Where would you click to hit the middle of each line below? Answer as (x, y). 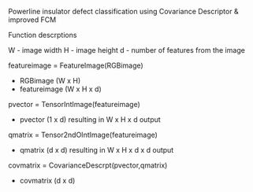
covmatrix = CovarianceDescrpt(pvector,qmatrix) (88, 165)
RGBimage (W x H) (50, 81)
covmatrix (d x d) (47, 181)
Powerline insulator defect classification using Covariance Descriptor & (123, 11)
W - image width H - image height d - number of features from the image (127, 50)
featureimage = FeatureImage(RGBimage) (76, 65)
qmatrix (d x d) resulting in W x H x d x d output (97, 150)
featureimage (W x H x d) (61, 89)
